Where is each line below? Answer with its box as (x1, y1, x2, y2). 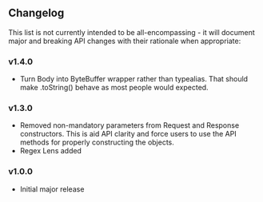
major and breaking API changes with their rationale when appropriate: (8, 36, 241, 46)
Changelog (8, 6, 65, 20)
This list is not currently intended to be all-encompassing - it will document (8, 27, 256, 37)
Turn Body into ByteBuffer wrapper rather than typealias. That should (19, 74, 249, 84)
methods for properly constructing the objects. (19, 137, 174, 147)
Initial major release (19, 184, 85, 194)
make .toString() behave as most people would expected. (19, 83, 209, 93)
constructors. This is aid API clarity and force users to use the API (19, 129, 237, 139)
